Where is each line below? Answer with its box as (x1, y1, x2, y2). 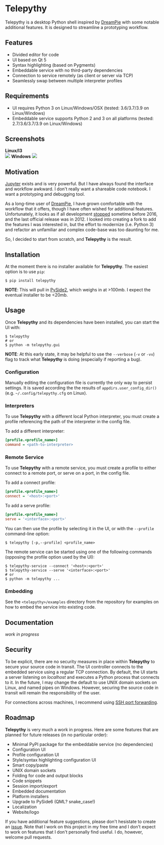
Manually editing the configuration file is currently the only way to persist (5, 380, 153, 385)
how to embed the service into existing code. (5, 604, 96, 610)
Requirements (5, 92, 49, 101)
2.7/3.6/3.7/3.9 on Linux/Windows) (12, 121, 83, 127)
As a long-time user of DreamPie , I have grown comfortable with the (5, 201, 143, 206)
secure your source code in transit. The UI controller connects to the (5, 664, 143, 669)
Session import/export (12, 783, 57, 789)
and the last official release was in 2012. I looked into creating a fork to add (5, 216, 157, 222)
